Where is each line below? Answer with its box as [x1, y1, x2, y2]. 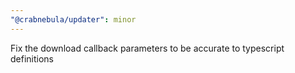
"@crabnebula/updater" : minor [10, 14, 137, 25]
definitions [10, 52, 54, 65]
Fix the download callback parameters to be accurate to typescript [10, 42, 285, 54]
